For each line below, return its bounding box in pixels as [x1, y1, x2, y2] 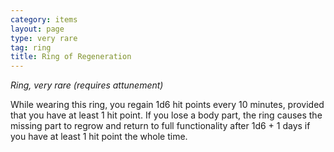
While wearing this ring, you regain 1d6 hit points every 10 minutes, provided [10, 99, 325, 111]
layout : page [10, 24, 65, 34]
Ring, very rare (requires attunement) [10, 79, 164, 91]
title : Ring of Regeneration [10, 52, 132, 62]
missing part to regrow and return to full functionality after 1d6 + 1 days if [10, 120, 311, 132]
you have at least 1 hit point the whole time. [10, 131, 188, 143]
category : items [10, 14, 78, 25]
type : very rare [10, 33, 78, 43]
